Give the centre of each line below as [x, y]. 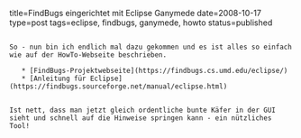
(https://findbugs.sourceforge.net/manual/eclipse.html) [119, 87]
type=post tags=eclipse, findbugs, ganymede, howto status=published [141, 23]
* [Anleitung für [54, 78]
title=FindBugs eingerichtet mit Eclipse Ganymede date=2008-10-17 [135, 13]
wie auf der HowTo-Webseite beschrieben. [88, 55]
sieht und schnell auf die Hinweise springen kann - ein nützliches [141, 118]
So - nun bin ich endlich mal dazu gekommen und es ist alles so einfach [151, 47]
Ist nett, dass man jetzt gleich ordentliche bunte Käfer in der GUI [143, 110]
